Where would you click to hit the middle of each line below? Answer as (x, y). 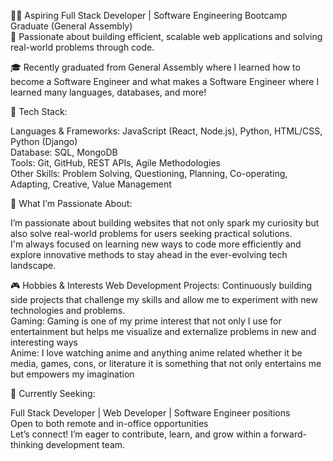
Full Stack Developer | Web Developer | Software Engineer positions (150, 413)
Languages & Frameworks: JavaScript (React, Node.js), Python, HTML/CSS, (166, 131)
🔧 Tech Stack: (39, 111)
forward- (288, 434)
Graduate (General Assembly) (71, 26)
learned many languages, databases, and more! (108, 92)
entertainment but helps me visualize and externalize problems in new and (163, 331)
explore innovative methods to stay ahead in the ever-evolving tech (149, 254)
